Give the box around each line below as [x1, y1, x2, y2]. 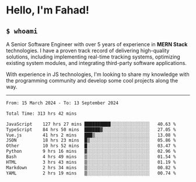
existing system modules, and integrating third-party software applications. [6, 60, 187, 66]
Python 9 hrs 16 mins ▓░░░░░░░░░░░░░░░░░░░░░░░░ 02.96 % [6, 149, 176, 154]
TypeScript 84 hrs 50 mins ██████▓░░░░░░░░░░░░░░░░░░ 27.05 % [6, 126, 176, 132]
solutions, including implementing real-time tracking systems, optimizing [6, 53, 181, 60]
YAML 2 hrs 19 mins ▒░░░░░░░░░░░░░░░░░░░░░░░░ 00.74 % [6, 170, 176, 176]
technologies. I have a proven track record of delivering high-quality [6, 47, 170, 54]
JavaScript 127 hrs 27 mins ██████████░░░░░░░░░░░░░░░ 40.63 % [6, 121, 176, 127]
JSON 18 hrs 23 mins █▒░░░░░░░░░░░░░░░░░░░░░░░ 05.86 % [6, 138, 176, 143]
